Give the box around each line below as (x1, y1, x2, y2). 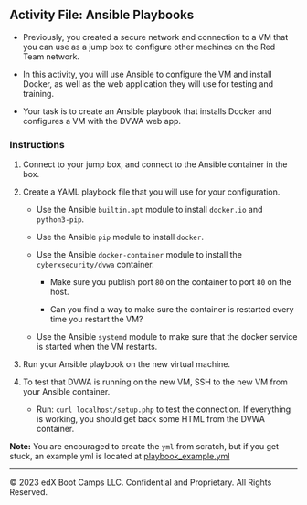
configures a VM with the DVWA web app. (22, 115, 181, 126)
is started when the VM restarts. (36, 342, 158, 352)
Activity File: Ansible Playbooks (9, 7, 195, 23)
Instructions (9, 138, 66, 151)
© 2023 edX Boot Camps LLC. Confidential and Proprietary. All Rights (9, 477, 272, 488)
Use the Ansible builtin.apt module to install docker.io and (36, 205, 263, 216)
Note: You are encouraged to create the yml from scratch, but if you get (9, 441, 280, 452)
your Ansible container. (22, 386, 111, 397)
